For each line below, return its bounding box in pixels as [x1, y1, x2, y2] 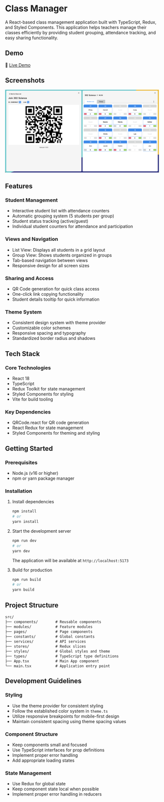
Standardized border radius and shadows [12, 336, 96, 341]
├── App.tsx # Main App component [5, 659, 99, 664]
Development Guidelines [5, 677, 82, 685]
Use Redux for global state [12, 781, 66, 787]
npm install [12, 509, 37, 514]
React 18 [12, 376, 30, 382]
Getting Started [5, 444, 53, 453]
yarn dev [12, 548, 30, 553]
